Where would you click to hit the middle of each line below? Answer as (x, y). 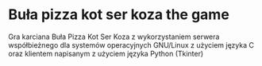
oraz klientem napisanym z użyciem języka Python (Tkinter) (106, 53)
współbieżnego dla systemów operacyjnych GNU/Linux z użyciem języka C (131, 45)
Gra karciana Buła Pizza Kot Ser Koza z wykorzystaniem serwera (114, 37)
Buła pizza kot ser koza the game (119, 15)
